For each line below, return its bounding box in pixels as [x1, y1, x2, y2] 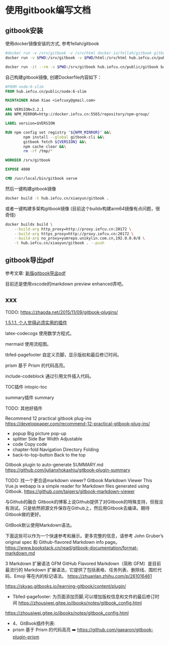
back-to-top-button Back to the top [12, 451, 86, 458]
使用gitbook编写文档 [5, 5, 91, 16]
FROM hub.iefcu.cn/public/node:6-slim [5, 89, 87, 94]
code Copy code [12, 441, 47, 447]
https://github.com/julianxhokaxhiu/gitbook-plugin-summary [5, 467, 131, 473]
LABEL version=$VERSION [5, 121, 55, 126]
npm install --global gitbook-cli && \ [23, 135, 105, 140]
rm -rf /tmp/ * [23, 149, 53, 154]
